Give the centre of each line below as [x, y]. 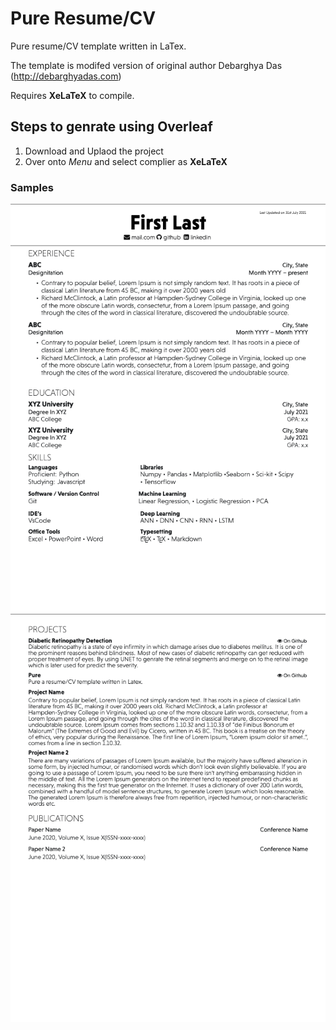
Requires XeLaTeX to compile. [72, 95]
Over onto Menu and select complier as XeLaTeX [126, 161]
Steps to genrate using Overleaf [111, 127]
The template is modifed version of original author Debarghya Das [146, 65]
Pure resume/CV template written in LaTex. [98, 46]
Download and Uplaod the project [94, 151]
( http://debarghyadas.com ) [66, 76]
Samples [32, 187]
